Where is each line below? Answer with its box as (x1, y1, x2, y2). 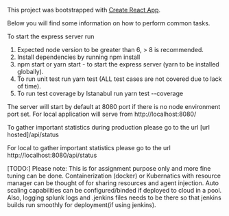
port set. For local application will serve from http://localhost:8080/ (7, 110, 197, 118)
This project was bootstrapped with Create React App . (7, 6, 161, 14)
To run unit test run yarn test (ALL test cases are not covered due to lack (16, 75, 222, 83)
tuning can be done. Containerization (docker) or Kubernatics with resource (7, 171, 221, 180)
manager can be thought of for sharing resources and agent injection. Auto (7, 179, 219, 187)
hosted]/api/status (7, 130, 60, 139)
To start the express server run (7, 32, 95, 40)
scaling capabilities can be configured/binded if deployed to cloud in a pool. (7, 187, 222, 194)
